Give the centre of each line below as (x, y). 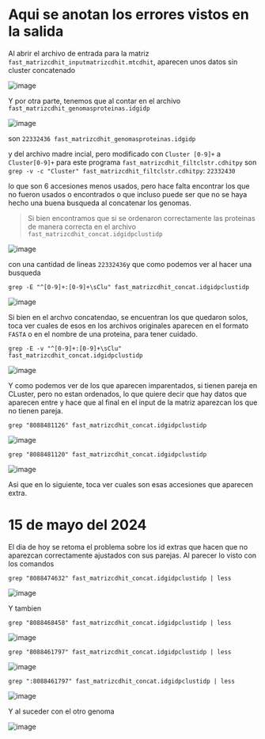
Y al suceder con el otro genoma (61, 711)
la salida (36, 31)
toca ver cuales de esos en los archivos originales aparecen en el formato (129, 326)
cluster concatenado (42, 70)
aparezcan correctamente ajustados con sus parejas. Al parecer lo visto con (132, 555)
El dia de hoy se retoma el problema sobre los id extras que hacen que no (128, 547)
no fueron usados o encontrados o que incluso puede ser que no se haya (128, 194)
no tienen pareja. (36, 410)
